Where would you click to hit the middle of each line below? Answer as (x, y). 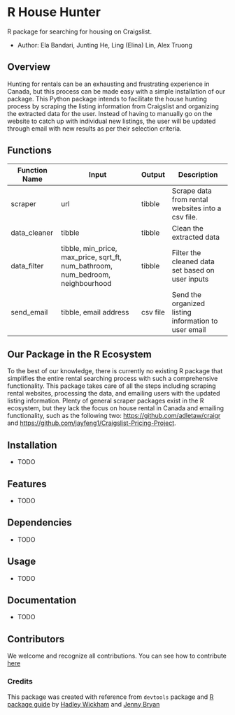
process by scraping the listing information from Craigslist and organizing (113, 106)
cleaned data (193, 261)
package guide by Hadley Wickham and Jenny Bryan (84, 704)
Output (153, 174)
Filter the (186, 252)
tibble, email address (95, 312)
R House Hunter (54, 12)
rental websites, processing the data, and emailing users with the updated (114, 393)
